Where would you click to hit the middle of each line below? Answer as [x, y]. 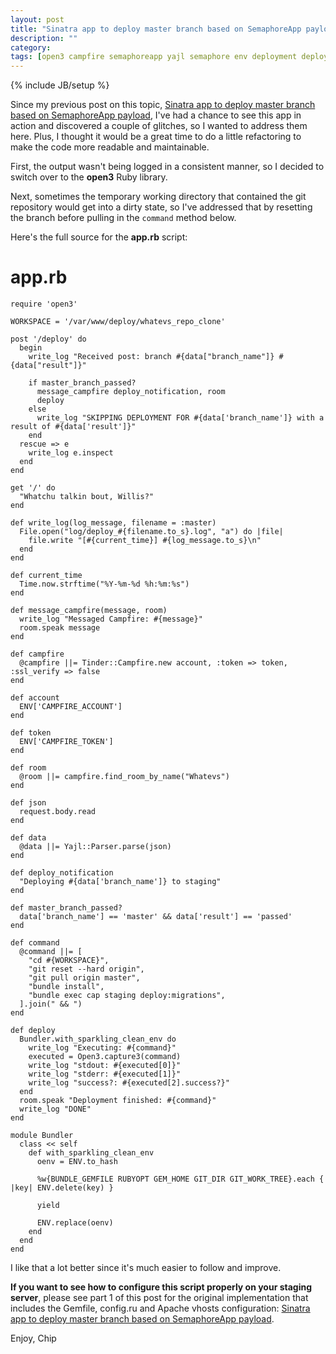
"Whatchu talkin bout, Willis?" [87, 497]
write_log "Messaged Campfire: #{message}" [111, 619]
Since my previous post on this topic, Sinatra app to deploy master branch [163, 105]
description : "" [44, 38]
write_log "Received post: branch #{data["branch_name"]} [151, 357]
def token [31, 733]
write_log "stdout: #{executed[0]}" [105, 1066]
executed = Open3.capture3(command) [105, 1057]
